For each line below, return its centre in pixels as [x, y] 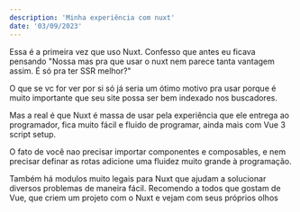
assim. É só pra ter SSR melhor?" [71, 71]
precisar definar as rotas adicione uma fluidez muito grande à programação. [150, 161]
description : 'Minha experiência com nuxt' [92, 18]
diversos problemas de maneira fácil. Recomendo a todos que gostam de [145, 188]
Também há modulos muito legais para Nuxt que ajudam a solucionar [138, 178]
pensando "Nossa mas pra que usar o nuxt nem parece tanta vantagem [142, 61]
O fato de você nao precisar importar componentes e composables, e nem [148, 151]
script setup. [33, 134]
